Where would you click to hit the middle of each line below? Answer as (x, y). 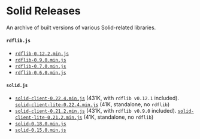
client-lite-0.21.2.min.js (49, 118)
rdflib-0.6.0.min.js (40, 73)
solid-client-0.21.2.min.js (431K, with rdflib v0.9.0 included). (96, 111)
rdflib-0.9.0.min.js (40, 60)
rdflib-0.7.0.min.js (40, 67)
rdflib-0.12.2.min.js (42, 54)
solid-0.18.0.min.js (40, 124)
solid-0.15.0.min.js (40, 130)
